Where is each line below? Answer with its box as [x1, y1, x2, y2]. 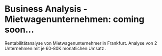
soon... [4, 24, 34, 35]
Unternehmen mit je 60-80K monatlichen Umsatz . [4, 45, 107, 51]
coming [113, 14, 145, 25]
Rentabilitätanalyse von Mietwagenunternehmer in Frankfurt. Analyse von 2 [4, 40, 158, 46]
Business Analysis [4, 3, 81, 15]
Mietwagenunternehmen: [4, 14, 111, 25]
